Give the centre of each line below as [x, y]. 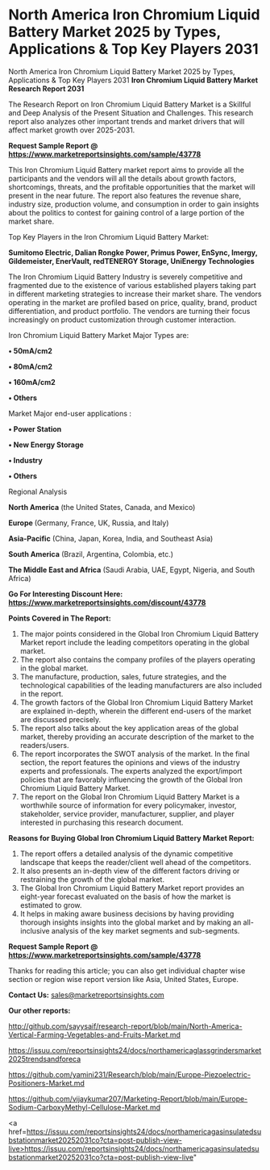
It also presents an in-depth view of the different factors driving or [130, 871]
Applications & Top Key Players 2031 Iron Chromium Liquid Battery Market [133, 80]
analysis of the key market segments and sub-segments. [145, 930]
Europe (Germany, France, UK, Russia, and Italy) [89, 523]
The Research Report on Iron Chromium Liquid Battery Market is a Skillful [130, 104]
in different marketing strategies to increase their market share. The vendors [135, 294]
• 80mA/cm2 [31, 366]
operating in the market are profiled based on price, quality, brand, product [133, 302]
